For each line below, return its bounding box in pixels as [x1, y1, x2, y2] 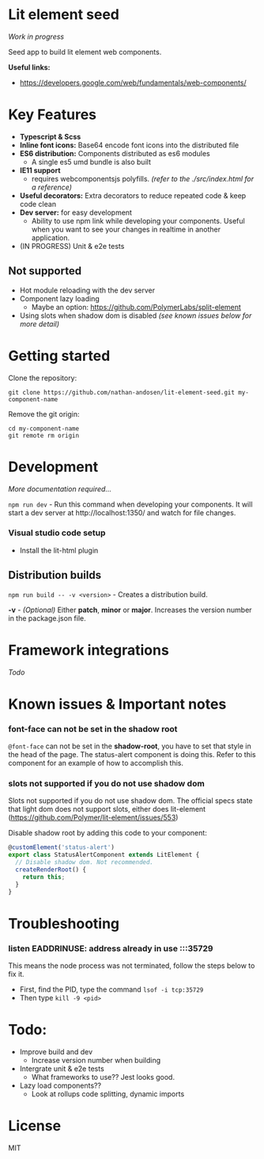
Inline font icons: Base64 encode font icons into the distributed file [19, 140, 239, 150]
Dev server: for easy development [19, 208, 133, 217]
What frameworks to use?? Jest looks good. [31, 1072, 175, 1081]
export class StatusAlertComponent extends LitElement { [8, 851, 200, 859]
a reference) [31, 182, 73, 192]
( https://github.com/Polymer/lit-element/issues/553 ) [8, 813, 179, 822]
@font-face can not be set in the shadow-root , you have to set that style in [8, 741, 251, 751]
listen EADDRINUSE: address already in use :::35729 [8, 943, 213, 954]
